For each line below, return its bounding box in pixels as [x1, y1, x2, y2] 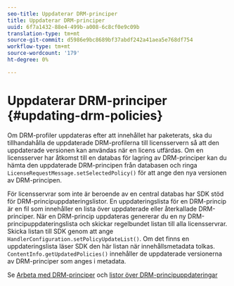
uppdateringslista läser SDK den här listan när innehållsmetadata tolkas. [7, 242, 216, 250]
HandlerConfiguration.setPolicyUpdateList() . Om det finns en [7, 234, 190, 243]
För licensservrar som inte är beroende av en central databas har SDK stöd [7, 189, 224, 198]
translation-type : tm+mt [7, 30, 80, 37]
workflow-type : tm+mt [7, 43, 71, 50]
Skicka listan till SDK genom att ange [7, 227, 114, 235]
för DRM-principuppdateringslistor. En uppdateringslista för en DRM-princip [7, 197, 227, 205]
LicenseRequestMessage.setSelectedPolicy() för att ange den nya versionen [7, 168, 227, 177]
